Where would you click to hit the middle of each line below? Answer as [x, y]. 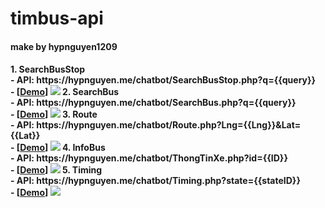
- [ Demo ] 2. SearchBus [65, 92]
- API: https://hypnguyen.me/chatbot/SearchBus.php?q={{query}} [153, 103]
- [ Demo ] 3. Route [54, 114]
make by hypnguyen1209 [64, 46]
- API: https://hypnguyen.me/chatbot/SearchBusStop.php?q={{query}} [163, 80]
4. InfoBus [83, 148]
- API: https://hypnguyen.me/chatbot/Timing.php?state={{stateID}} [155, 181]
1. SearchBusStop [48, 69]
